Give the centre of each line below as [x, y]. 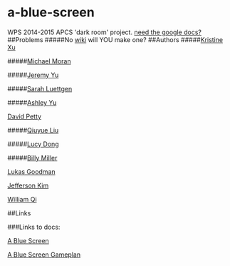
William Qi [22, 199]
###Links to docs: [34, 227]
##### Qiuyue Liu [33, 130]
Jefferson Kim [28, 185]
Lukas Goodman [31, 171]
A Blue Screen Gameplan [44, 255]
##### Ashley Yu [32, 102]
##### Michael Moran [39, 61]
